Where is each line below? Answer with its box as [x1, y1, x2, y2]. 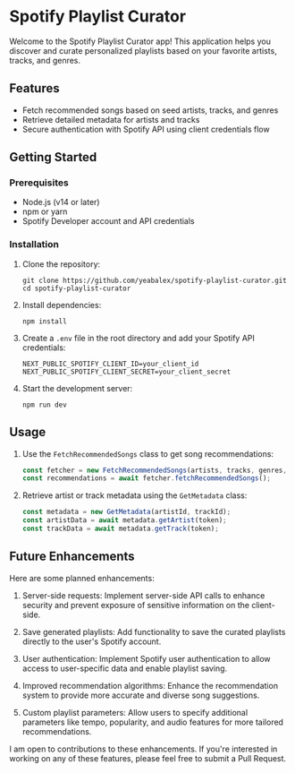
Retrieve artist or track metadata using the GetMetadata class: [21, 490, 248, 501]
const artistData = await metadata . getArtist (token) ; [21, 516, 227, 525]
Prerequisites [9, 176, 69, 189]
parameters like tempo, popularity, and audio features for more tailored [21, 717, 284, 727]
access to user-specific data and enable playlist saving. [21, 663, 228, 674]
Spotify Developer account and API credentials [21, 216, 195, 227]
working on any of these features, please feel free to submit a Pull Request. [9, 752, 287, 763]
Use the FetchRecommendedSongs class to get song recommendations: [21, 448, 274, 459]
